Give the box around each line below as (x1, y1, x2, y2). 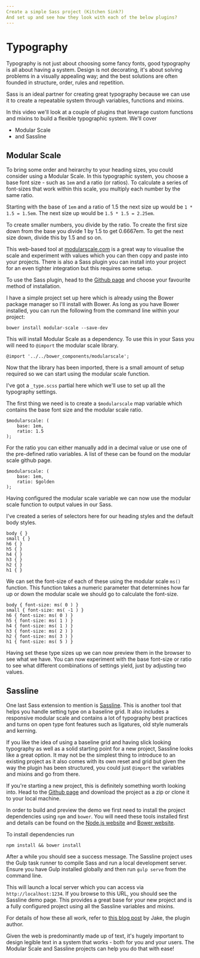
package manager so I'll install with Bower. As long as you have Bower (6, 301, 179, 308)
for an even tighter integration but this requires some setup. (6, 265, 153, 272)
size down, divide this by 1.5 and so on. (6, 234, 103, 241)
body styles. (6, 519, 37, 526)
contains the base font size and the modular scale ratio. (6, 406, 143, 413)
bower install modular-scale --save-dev (6, 325, 109, 331)
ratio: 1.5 (17, 428, 44, 434)
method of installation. (6, 283, 61, 290)
